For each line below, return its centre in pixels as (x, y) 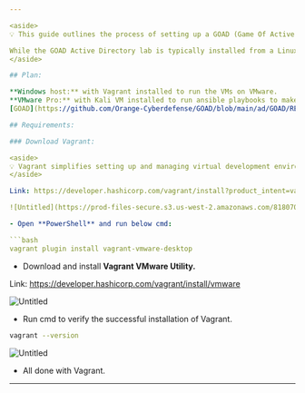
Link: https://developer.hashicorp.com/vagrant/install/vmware (125, 283)
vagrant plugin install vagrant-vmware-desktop (101, 249)
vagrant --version (44, 335)
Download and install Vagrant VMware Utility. (109, 266)
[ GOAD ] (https (34, 109)
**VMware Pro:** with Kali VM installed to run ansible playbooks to (144, 101)
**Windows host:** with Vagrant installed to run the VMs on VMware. (144, 92)
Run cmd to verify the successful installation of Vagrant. (128, 319)
